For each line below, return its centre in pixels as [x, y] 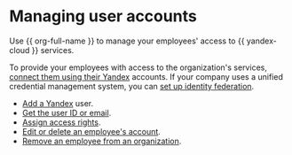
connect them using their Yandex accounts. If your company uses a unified [146, 76]
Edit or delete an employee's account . [91, 131]
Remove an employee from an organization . [102, 141]
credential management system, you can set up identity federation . [132, 86]
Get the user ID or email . [67, 112]
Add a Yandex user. [58, 103]
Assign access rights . [61, 122]
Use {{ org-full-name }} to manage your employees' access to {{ [127, 41]
